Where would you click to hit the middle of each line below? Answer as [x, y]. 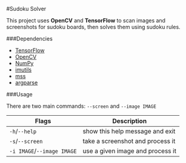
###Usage [20, 94]
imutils [23, 70]
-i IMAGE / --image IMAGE [43, 151]
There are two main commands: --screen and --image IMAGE [81, 106]
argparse [26, 82]
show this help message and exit [129, 131]
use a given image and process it [130, 151]
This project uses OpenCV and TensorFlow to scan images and [86, 20]
